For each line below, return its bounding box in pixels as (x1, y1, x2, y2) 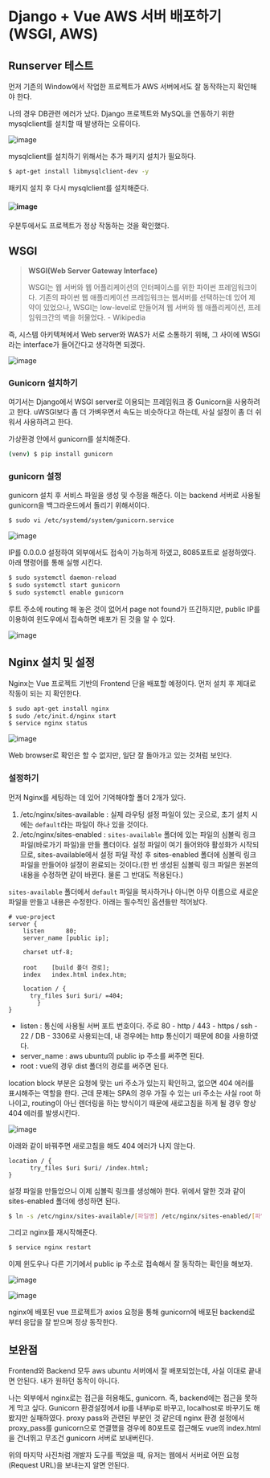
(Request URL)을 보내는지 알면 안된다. (8, 1460, 130, 1470)
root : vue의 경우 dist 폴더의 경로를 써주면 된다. (19, 1061, 169, 1071)
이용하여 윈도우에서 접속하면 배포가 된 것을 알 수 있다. (8, 614, 175, 623)
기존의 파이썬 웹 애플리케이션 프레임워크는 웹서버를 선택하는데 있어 (39, 292, 247, 302)
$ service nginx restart (8, 1243, 92, 1251)
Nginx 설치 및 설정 (8, 655, 95, 669)
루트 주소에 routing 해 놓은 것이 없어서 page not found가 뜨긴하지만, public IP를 (8, 604, 261, 614)
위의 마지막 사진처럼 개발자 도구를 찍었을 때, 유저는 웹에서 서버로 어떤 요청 (8, 1451, 239, 1460)
